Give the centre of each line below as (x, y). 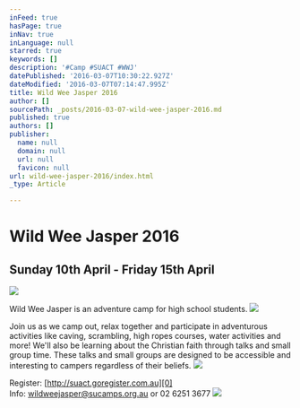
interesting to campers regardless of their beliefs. (100, 366)
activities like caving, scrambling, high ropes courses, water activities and (145, 336)
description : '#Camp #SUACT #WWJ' (74, 68)
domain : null (42, 151)
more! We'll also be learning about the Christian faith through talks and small (150, 345)
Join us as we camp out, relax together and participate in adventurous (139, 326)
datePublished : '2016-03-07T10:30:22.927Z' (92, 76)
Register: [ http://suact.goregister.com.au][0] (91, 383)
